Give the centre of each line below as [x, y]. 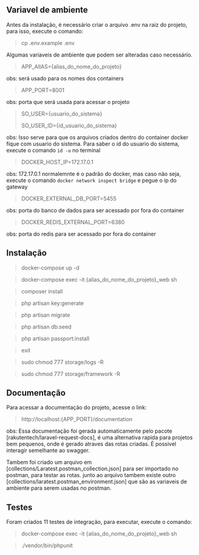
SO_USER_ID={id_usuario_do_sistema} [69, 125]
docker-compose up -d [50, 268]
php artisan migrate [46, 315]
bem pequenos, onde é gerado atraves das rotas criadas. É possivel [91, 444]
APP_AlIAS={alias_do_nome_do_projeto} [72, 66]
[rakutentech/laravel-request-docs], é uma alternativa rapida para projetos [99, 438]
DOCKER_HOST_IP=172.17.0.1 [57, 162]
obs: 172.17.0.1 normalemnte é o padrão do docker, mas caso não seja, [93, 173]
